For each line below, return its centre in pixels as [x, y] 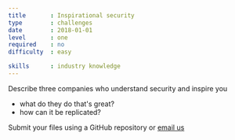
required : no [36, 45]
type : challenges [50, 23]
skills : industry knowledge [65, 66]
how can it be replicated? [60, 112]
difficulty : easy [40, 52]
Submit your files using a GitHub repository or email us [96, 127]
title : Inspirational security [71, 15]
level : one [38, 37]
